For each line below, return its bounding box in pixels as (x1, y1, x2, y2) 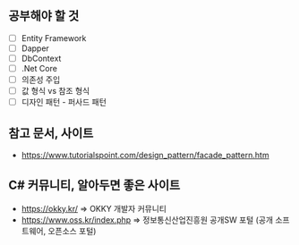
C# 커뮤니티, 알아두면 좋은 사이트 (8, 178, 181, 193)
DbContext (21, 53, 62, 63)
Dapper (21, 43, 50, 54)
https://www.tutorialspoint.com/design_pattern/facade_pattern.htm (21, 150, 269, 161)
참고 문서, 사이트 (8, 125, 94, 140)
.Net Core (21, 63, 57, 73)
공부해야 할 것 (8, 8, 80, 24)
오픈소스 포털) (47, 225, 97, 236)
